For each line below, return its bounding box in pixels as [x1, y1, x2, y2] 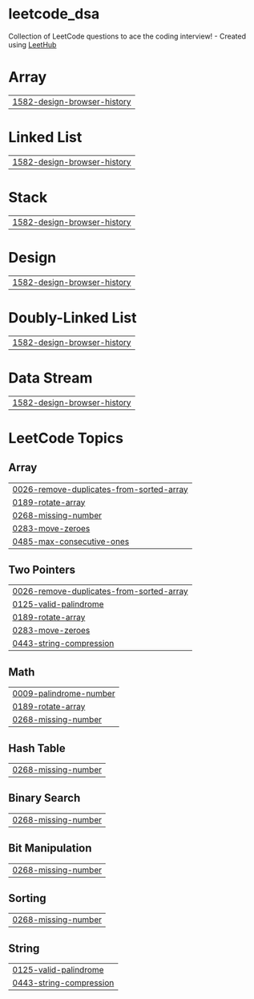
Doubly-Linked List [8, 308, 137, 327]
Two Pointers [8, 562, 76, 576]
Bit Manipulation [8, 842, 92, 855]
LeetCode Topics [8, 428, 124, 447]
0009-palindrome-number [12, 688, 115, 699]
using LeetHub [8, 39, 57, 49]
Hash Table [8, 741, 66, 755]
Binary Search [8, 791, 81, 805]
